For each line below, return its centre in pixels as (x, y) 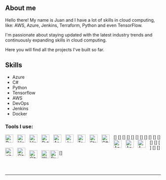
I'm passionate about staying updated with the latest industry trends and (79, 35)
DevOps (21, 103)
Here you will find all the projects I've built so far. (55, 49)
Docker (20, 113)
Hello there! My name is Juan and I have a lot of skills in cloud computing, (80, 20)
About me (21, 8)
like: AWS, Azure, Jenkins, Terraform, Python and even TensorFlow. (74, 25)
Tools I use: (19, 126)
